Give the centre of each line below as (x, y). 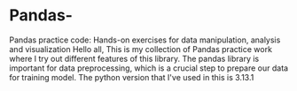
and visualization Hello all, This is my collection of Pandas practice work (141, 49)
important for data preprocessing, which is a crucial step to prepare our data (149, 68)
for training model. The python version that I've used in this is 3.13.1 (132, 77)
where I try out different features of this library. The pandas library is (134, 58)
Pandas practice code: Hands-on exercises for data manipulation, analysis (145, 40)
